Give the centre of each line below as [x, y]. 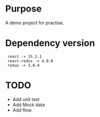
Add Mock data [29, 104]
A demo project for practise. [35, 23]
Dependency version [50, 43]
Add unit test [26, 99]
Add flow [22, 110]
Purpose [24, 9]
